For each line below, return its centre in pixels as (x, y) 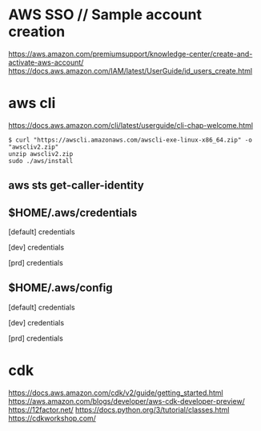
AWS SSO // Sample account (105, 15)
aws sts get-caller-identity (76, 186)
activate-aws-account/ (46, 62)
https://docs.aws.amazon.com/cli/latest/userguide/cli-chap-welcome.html (131, 125)
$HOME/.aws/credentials (73, 212)
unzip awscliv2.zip (41, 154)
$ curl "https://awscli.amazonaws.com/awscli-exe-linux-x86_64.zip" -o (130, 140)
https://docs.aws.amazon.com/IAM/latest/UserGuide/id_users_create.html (130, 70)
